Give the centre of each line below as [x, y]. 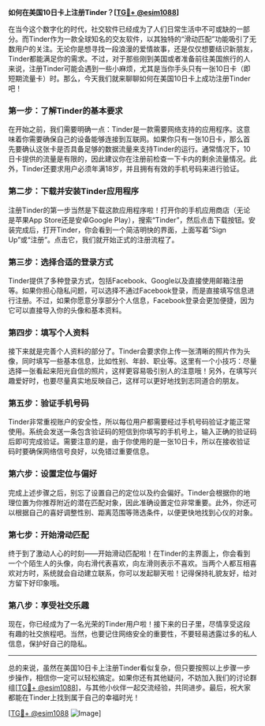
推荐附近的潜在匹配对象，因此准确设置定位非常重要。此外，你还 [146, 502]
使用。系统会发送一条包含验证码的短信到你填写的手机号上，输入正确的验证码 [132, 432]
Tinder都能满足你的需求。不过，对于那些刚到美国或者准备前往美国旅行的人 [129, 59]
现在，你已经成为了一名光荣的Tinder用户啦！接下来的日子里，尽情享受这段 [129, 624]
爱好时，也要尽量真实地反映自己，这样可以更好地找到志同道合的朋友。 [129, 381]
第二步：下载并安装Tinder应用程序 [74, 191]
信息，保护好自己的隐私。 [50, 644]
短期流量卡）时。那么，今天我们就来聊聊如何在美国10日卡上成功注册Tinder [129, 79]
